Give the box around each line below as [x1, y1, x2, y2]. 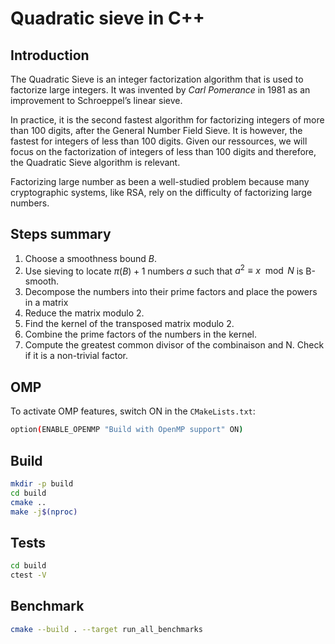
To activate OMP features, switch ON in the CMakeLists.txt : [10, 405, 256, 417]
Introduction [10, 47, 90, 64]
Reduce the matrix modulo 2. [24, 307, 145, 319]
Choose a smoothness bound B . [24, 252, 158, 264]
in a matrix [24, 297, 69, 309]
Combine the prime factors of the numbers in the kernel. [24, 328, 258, 341]
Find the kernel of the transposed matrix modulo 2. [24, 318, 235, 330]
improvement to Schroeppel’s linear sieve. [10, 95, 183, 106]
